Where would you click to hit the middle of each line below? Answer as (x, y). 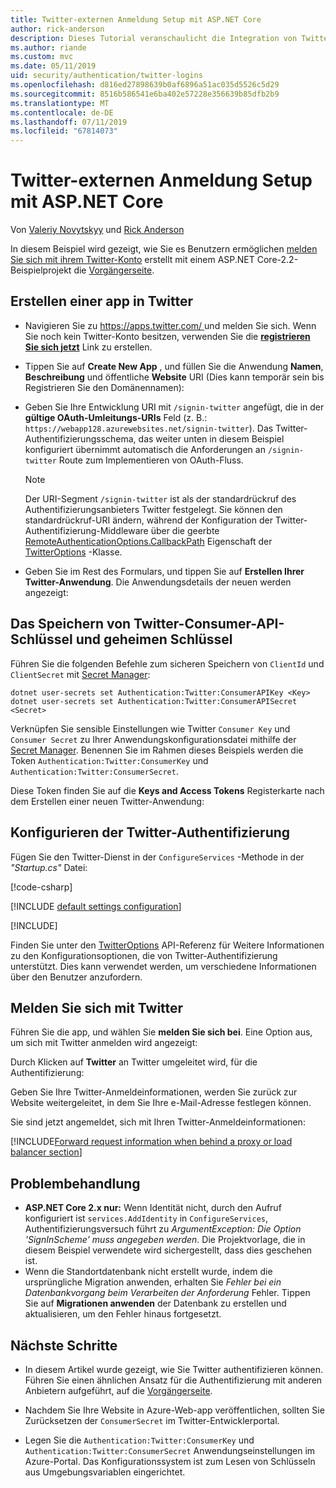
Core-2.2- (277, 260)
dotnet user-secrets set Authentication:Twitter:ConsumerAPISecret (154, 701)
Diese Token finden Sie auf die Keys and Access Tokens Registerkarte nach (167, 790)
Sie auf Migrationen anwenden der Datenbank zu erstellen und (155, 1303)
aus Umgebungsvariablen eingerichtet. (105, 1472)
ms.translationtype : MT (60, 103)
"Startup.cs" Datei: (49, 867)
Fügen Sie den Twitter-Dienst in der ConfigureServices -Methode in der (157, 857)
